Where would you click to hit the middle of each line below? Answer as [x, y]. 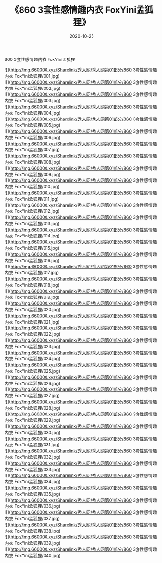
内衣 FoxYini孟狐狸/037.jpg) [32, 518]
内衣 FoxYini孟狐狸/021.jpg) [32, 322]
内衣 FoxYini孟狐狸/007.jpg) [32, 149]
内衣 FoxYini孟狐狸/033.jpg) [33, 469]
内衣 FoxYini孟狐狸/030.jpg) [33, 432]
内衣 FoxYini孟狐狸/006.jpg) [33, 137]
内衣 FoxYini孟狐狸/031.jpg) [32, 444]
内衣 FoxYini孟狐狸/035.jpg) [33, 494]
